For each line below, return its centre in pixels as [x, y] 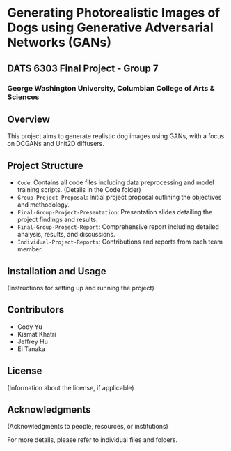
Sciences [23, 97]
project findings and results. [57, 220]
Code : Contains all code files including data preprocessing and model [115, 182]
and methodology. [43, 205]
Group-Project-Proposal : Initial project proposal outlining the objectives [119, 198]
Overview [29, 119]
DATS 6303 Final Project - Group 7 [83, 68]
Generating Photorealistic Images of [114, 13]
